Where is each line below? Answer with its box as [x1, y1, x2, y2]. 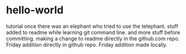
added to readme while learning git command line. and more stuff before [6, 28, 181, 35]
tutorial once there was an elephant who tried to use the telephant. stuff [6, 23, 178, 30]
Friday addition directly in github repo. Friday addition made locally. [6, 41, 168, 48]
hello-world [6, 3, 64, 17]
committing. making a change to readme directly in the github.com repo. [6, 35, 180, 42]
